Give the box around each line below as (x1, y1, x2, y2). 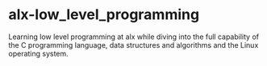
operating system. (8, 49, 69, 58)
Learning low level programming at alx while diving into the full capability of (8, 32, 260, 41)
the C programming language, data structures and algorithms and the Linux (8, 40, 259, 49)
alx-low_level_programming (8, 6, 200, 24)
